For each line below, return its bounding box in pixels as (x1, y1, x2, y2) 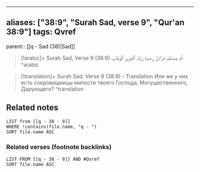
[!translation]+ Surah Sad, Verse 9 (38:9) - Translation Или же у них (20, 72, 189, 79)
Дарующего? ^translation (20, 85, 84, 93)
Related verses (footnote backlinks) (6, 143, 112, 151)
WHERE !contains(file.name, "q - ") (6, 124, 97, 130)
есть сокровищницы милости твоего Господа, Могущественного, (20, 79, 188, 86)
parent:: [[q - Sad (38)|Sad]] (6, 42, 76, 50)
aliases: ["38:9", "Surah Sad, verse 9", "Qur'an (6, 17, 185, 27)
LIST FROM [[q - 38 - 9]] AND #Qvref (6, 156, 100, 162)
